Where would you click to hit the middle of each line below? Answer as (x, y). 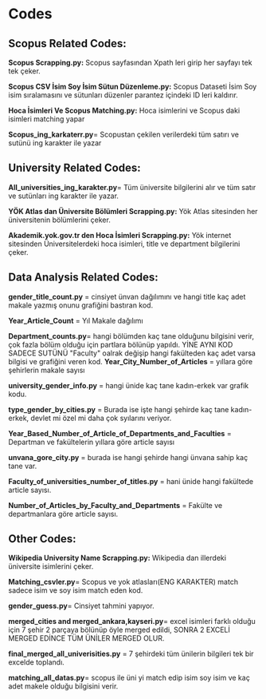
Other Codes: (42, 539)
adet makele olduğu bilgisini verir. (63, 686)
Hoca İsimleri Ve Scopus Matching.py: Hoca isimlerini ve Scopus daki (124, 110)
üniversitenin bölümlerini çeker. (60, 220)
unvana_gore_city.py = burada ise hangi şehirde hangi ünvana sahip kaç (128, 457)
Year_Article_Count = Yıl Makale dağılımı (76, 320)
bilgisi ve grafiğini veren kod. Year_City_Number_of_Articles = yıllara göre (131, 361)
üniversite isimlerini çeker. (51, 566)
